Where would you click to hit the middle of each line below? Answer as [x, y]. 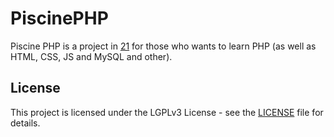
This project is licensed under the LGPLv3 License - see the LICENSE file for [167, 112]
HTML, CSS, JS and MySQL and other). [91, 56]
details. [25, 123]
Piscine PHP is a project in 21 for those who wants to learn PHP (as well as [163, 46]
